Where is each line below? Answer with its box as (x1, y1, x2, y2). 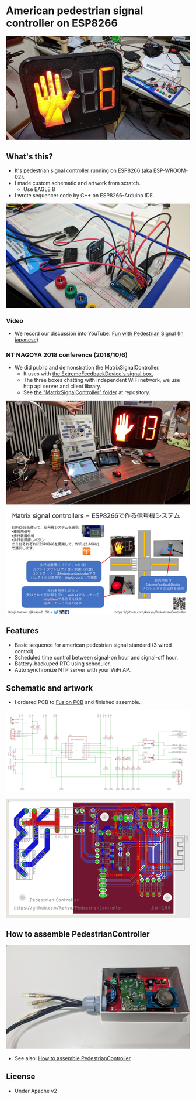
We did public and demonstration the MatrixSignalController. (14, 364, 160, 371)
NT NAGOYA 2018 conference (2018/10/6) (6, 350, 128, 358)
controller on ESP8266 (6, 16, 118, 30)
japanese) (14, 336, 39, 343)
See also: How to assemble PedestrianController (14, 1055, 131, 1062)
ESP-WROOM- (153, 167, 188, 174)
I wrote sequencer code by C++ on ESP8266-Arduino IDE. (14, 192, 155, 199)
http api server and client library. (23, 382, 101, 390)
